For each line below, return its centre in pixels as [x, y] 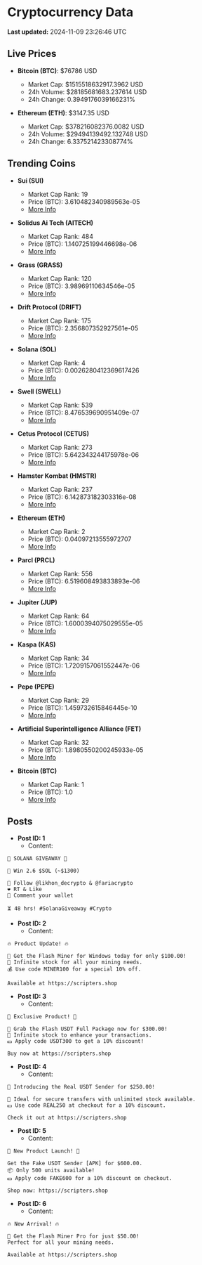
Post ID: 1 [31, 838]
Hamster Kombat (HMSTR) [57, 476]
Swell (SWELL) [39, 391]
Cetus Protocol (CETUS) [53, 434]
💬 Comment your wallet [40, 896]
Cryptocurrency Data [70, 12]
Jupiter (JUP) [37, 602]
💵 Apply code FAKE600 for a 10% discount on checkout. [90, 1179]
